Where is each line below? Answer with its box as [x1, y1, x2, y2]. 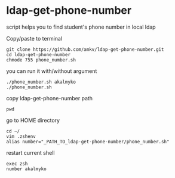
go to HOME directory [6, 116, 60, 124]
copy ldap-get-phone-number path [6, 94, 93, 102]
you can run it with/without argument [6, 67, 97, 75]
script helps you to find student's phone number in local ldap [6, 23, 156, 30]
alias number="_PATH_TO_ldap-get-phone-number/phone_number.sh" [6, 139, 170, 145]
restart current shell [6, 149, 55, 156]
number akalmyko [6, 165, 47, 172]
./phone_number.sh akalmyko [6, 79, 76, 85]
